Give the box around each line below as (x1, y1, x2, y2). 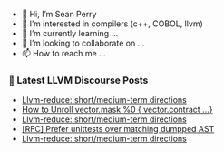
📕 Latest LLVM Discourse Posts (8, 74, 149, 86)
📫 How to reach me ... (21, 48, 106, 58)
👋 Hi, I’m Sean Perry (21, 9, 97, 19)
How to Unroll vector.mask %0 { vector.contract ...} (21, 105, 213, 116)
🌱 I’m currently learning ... (21, 28, 119, 38)
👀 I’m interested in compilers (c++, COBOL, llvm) (21, 18, 203, 29)
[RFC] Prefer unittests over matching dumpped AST (21, 124, 215, 135)
